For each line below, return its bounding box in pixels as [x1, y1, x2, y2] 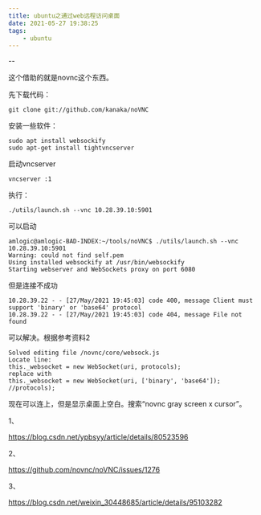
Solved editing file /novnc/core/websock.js [8, 349, 160, 358]
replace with [8, 370, 52, 378]
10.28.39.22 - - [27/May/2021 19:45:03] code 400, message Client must [8, 296, 253, 305]
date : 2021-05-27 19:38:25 [8, 19, 99, 27]
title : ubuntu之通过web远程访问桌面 [8, 11, 120, 20]
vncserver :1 [8, 175, 52, 183]
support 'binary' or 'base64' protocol [8, 304, 142, 312]
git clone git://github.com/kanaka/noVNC [8, 106, 149, 114]
